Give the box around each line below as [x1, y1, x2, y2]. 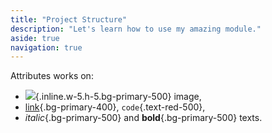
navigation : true [10, 42, 83, 53]
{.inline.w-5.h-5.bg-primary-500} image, [34, 91, 202, 103]
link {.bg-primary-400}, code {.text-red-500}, [24, 101, 206, 113]
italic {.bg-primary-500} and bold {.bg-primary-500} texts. [24, 112, 263, 124]
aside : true [10, 33, 60, 43]
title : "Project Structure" [10, 14, 128, 25]
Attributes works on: [10, 70, 94, 82]
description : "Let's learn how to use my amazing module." [10, 24, 262, 34]
